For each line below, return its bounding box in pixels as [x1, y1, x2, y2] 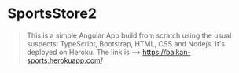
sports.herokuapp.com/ [26, 56, 104, 65]
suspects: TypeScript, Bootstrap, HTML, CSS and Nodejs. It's [26, 38, 226, 48]
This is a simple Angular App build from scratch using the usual [26, 31, 232, 40]
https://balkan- [142, 47, 191, 57]
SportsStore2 [7, 5, 97, 23]
